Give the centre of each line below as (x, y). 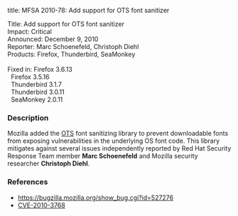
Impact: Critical (29, 32)
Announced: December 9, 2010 (53, 39)
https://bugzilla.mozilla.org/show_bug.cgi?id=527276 (96, 198)
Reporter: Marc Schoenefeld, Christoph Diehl (73, 47)
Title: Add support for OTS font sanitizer (66, 24)
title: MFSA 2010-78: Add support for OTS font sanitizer (88, 10)
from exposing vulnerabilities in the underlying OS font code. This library (114, 141)
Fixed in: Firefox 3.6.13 (40, 69)
